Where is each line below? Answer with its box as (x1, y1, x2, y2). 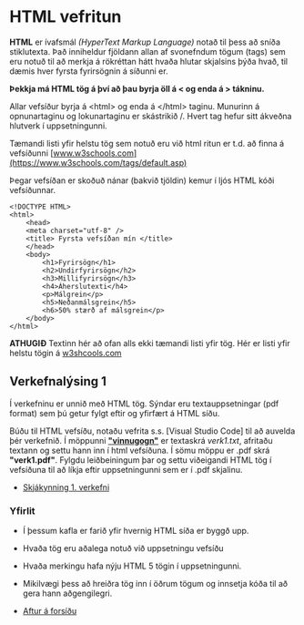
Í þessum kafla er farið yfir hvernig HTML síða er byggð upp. (22, 526, 249, 537)
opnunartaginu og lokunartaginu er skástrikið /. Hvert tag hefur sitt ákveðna (9, 110, 292, 121)
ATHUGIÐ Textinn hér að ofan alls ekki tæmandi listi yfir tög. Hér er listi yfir (9, 337, 291, 348)
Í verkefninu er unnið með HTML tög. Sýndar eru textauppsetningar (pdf (9, 398, 279, 409)
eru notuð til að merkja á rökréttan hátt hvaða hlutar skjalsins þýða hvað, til (9, 56, 289, 67)
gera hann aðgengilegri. (22, 588, 113, 599)
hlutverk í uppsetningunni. (9, 120, 107, 131)
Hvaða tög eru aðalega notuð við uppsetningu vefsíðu (22, 543, 225, 554)
